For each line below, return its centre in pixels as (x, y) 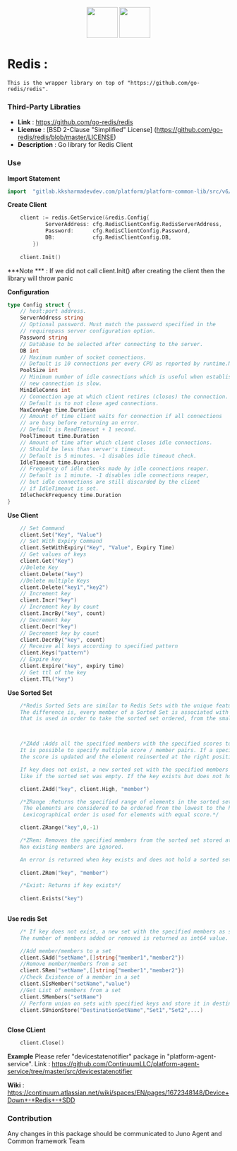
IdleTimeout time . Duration (60, 463)
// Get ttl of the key (53, 672)
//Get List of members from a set (71, 990)
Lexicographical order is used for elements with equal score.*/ (121, 815)
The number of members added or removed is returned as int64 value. (124, 938)
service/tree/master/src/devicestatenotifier (70, 1072)
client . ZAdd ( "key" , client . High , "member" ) (85, 789)
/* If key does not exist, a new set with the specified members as (123, 931)
